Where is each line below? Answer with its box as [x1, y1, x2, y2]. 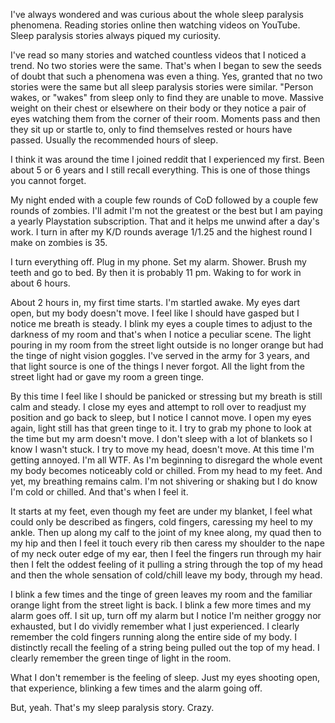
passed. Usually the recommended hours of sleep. [10, 134, 219, 146]
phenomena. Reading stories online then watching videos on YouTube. [10, 19, 301, 31]
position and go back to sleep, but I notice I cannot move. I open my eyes [10, 412, 312, 423]
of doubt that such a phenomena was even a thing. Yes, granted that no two [10, 70, 323, 82]
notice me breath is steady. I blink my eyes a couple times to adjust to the [10, 318, 313, 329]
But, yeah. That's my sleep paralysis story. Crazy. [10, 702, 215, 713]
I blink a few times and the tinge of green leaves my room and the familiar [10, 589, 313, 600]
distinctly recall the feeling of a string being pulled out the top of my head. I [10, 642, 320, 653]
